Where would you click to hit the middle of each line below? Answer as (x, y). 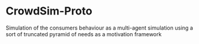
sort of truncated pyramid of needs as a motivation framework (84, 34)
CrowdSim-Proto (49, 11)
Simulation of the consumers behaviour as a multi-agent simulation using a (100, 28)
